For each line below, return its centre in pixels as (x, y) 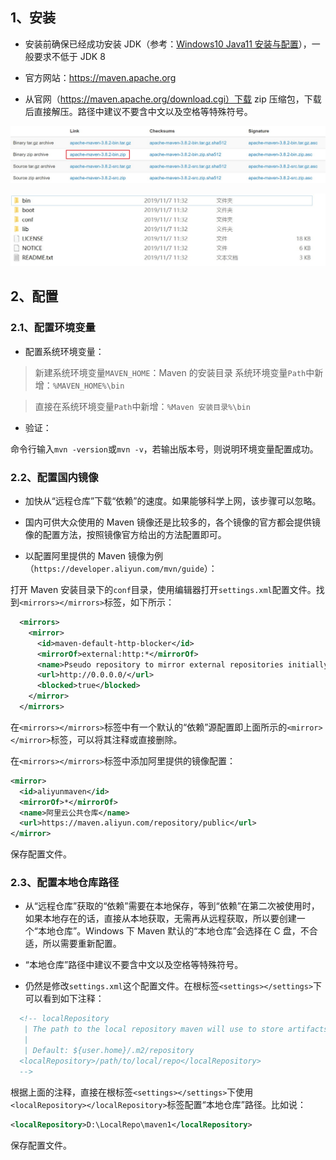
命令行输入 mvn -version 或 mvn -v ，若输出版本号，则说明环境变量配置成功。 (164, 449)
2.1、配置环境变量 (53, 328)
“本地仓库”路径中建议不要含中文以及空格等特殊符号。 (134, 965)
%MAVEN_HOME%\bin (88, 386)
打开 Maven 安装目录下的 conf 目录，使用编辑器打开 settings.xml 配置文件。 (163, 589)
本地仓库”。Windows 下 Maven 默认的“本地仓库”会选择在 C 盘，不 (173, 931)
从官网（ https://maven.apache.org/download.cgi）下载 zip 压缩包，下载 (173, 99)
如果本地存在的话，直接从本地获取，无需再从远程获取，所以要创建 (160, 919)
